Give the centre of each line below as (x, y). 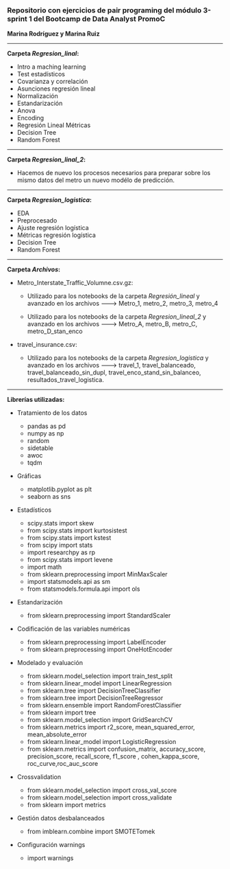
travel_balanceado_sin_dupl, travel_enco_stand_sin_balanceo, (114, 372)
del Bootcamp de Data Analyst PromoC (99, 19)
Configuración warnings (51, 845)
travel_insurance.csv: (47, 345)
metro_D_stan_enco (55, 331)
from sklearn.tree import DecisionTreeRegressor (95, 698)
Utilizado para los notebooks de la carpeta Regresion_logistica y (118, 358)
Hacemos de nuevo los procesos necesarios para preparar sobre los (114, 173)
